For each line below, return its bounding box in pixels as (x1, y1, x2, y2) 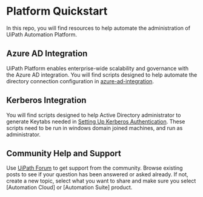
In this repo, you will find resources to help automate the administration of (6, 24, 191, 32)
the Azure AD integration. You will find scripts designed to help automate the (6, 71, 198, 78)
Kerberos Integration (6, 95, 87, 106)
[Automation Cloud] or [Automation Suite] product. (6, 184, 133, 191)
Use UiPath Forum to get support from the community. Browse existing (6, 164, 183, 171)
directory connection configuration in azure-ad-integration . (6, 77, 155, 85)
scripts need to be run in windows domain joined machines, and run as (6, 124, 183, 131)
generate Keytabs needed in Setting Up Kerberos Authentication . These (6, 117, 185, 125)
